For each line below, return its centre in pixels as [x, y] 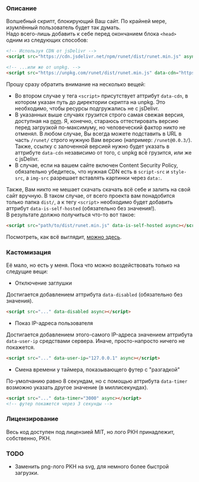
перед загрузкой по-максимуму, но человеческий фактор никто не [100, 127]
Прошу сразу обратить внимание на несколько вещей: [76, 84]
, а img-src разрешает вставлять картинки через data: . [92, 178]
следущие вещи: [27, 271]
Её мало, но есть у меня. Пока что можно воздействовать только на [93, 265]
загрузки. [27, 473]
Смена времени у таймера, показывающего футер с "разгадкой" [97, 369]
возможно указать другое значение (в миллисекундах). [77, 387]
